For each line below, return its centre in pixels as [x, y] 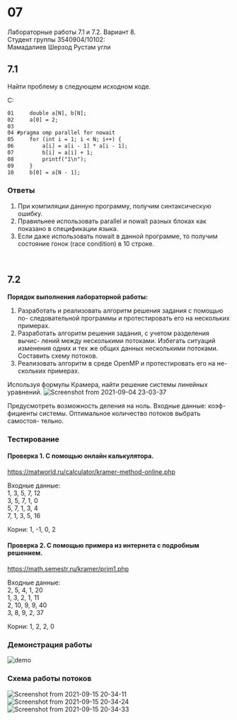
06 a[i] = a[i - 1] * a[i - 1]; [68, 146]
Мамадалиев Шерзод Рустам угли [59, 47]
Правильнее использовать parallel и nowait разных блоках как [112, 221]
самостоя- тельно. [35, 421]
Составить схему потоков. [57, 356]
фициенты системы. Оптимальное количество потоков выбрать [104, 413]
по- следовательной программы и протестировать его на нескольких [123, 318]
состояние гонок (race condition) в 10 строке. [86, 243]
